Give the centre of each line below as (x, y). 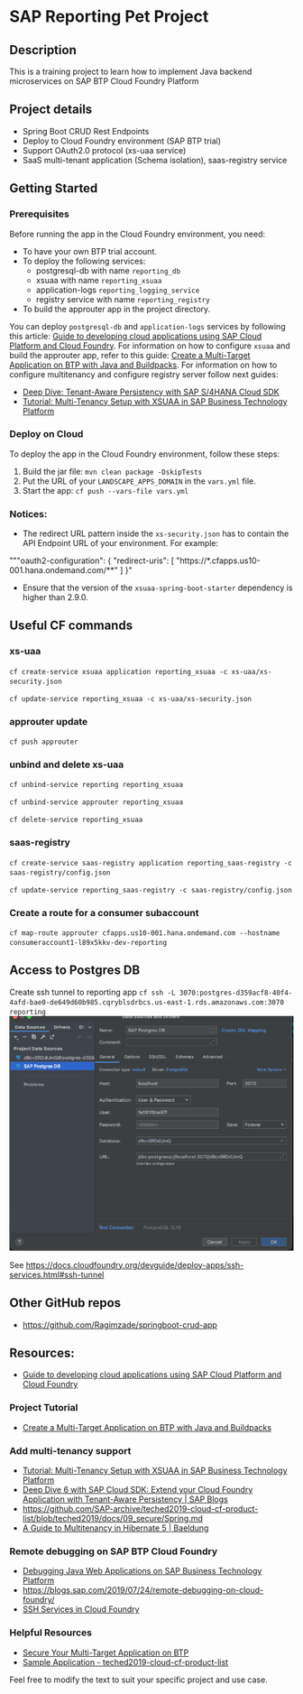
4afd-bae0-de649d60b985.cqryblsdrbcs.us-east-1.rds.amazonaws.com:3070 (147, 1002)
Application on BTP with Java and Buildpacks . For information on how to (143, 365)
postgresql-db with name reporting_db (108, 270)
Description (43, 50)
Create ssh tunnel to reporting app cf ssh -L (92, 992)
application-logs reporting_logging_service (118, 290)
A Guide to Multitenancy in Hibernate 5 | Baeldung (115, 1528)
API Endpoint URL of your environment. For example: (120, 543)
